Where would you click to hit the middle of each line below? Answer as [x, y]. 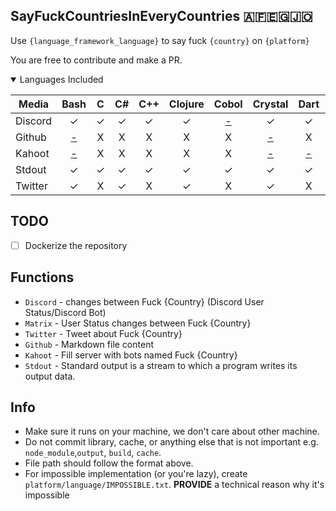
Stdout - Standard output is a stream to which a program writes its [161, 365]
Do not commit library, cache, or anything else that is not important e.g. [171, 442]
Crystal [270, 104]
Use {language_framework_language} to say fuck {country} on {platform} [160, 40]
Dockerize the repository [76, 245]
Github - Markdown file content [89, 344]
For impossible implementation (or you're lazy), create [136, 474]
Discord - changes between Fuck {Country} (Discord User [144, 301]
